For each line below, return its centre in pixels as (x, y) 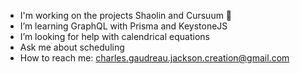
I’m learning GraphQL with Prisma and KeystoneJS (123, 26)
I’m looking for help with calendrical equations (114, 36)
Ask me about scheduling (72, 47)
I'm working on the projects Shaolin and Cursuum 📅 (126, 15)
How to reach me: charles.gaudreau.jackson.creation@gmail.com (154, 58)
